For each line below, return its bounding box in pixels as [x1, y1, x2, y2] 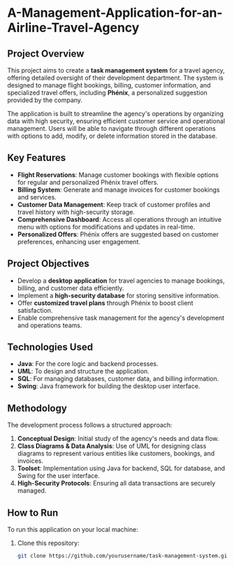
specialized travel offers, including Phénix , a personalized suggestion [7, 89, 208, 97]
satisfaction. [17, 306, 53, 314]
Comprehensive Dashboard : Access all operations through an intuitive [17, 215, 222, 223]
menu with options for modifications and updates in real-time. [17, 222, 196, 231]
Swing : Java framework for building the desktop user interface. [17, 382, 200, 390]
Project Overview [7, 48, 85, 59]
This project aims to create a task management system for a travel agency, [7, 66, 225, 74]
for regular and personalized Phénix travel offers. [17, 178, 159, 186]
